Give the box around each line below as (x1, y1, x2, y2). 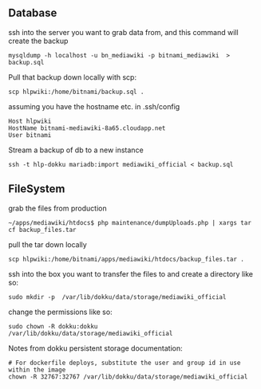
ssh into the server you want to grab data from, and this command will (8, 27, 239, 37)
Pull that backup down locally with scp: (8, 72, 137, 82)
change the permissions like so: (8, 307, 113, 316)
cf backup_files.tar (8, 226, 77, 234)
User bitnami (8, 131, 52, 139)
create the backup (8, 36, 69, 45)
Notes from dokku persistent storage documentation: (8, 343, 183, 353)
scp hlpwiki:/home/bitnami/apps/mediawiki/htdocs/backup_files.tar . (8, 255, 245, 263)
